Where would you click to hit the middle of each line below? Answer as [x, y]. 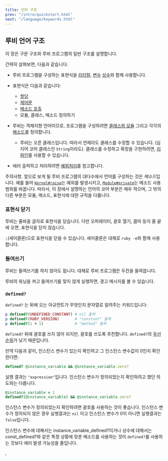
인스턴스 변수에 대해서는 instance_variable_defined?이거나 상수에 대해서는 [78, 430]
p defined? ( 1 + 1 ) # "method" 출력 [56, 324]
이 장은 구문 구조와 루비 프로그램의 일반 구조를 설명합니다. [61, 54]
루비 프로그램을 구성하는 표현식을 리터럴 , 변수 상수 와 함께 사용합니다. [79, 75]
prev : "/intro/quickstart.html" [39, 15]
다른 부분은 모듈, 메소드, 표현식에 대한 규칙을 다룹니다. [58, 195]
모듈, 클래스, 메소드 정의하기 [47, 115]
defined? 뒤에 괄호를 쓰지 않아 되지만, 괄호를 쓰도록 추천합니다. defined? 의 [78, 334]
